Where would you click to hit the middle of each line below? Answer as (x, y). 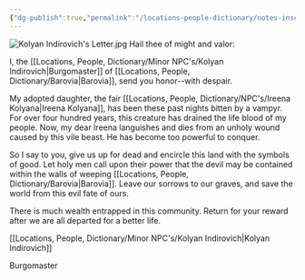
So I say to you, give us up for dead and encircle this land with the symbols (150, 155)
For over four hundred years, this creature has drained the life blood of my (148, 117)
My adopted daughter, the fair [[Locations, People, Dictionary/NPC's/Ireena (150, 98)
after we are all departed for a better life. (85, 220)
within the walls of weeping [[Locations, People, (99, 174)
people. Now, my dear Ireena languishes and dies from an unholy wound (145, 127)
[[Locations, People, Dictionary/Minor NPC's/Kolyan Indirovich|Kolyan (140, 238)
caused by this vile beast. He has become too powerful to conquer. (135, 136)
